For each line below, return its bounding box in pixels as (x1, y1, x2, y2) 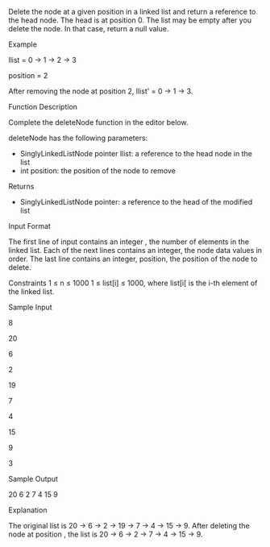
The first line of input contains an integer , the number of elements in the (8, 237, 250, 247)
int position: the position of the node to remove (19, 166, 176, 176)
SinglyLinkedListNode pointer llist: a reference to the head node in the (19, 149, 252, 158)
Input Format (8, 222, 51, 230)
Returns (8, 181, 35, 191)
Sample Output (8, 474, 59, 483)
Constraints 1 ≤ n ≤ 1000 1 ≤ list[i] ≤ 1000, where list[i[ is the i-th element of (8, 278, 258, 288)
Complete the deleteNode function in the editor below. (8, 118, 189, 127)
